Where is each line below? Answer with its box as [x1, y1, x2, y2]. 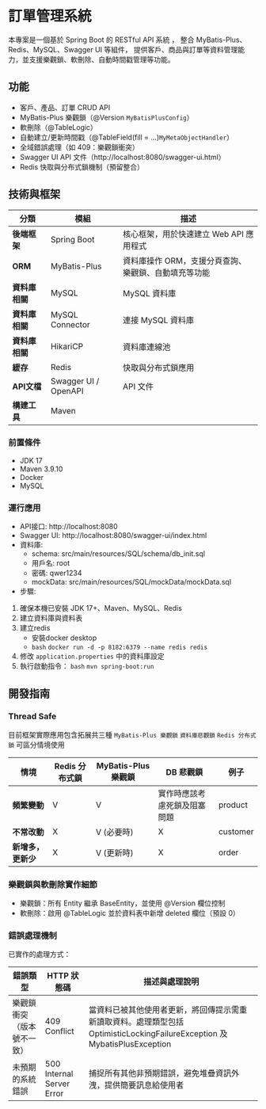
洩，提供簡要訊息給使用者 [88, 1080, 184, 1091]
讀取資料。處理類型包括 [96, 1016, 184, 1027]
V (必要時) [95, 826, 134, 837]
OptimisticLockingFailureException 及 [88, 1028, 228, 1039]
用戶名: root [31, 558, 70, 568]
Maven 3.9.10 [19, 464, 63, 474]
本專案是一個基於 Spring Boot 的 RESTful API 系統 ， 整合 [8, 35, 195, 44]
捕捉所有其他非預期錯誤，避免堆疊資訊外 [88, 1068, 240, 1079]
